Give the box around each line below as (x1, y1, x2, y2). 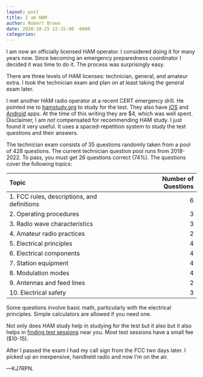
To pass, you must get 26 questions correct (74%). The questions (22, 154, 186, 161)
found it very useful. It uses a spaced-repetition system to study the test (6, 123, 186, 130)
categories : (6, 31, 36, 38)
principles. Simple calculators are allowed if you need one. (6, 310, 152, 318)
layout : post (6, 8, 39, 15)
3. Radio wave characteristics (9, 220, 94, 228)
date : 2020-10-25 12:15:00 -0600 (6, 25, 91, 32)
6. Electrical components (9, 249, 80, 258)
